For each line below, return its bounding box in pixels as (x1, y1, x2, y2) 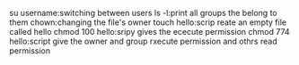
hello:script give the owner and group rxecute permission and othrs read (9, 36, 277, 46)
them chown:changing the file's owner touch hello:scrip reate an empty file (9, 17, 287, 28)
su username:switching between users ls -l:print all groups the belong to (9, 8, 277, 18)
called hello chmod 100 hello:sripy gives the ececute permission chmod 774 (9, 27, 290, 37)
